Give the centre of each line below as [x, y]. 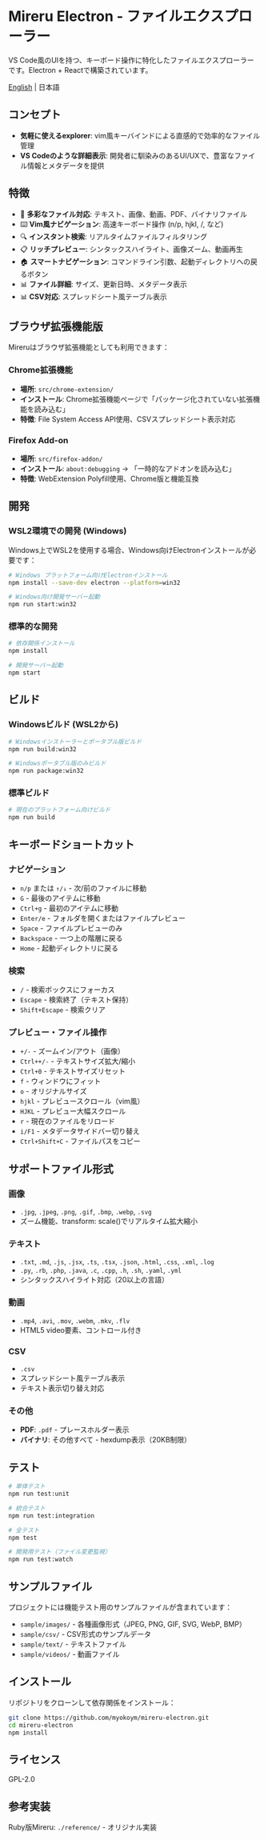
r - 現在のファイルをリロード [68, 1122]
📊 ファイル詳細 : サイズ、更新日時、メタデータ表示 [104, 284]
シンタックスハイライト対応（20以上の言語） [94, 1280]
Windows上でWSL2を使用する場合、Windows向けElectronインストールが [129, 550]
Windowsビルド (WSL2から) [63, 725]
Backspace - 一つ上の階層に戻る [71, 938]
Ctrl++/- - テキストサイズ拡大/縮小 [78, 1062]
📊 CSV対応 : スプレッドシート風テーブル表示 [93, 296]
